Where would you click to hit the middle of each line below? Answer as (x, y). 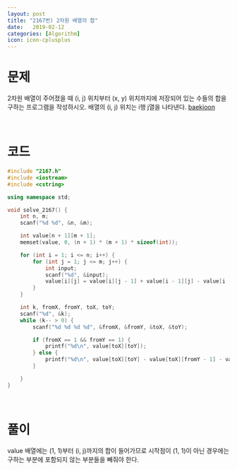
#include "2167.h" (34, 171)
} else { (45, 353)
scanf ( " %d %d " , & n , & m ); (56, 223)
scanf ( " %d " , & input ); (77, 275)
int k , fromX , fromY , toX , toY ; (67, 307)
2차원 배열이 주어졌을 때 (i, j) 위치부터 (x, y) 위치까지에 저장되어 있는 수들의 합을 (117, 98)
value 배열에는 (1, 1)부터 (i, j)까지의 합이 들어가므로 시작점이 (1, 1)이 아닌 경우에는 (118, 450)
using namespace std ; (39, 197)
